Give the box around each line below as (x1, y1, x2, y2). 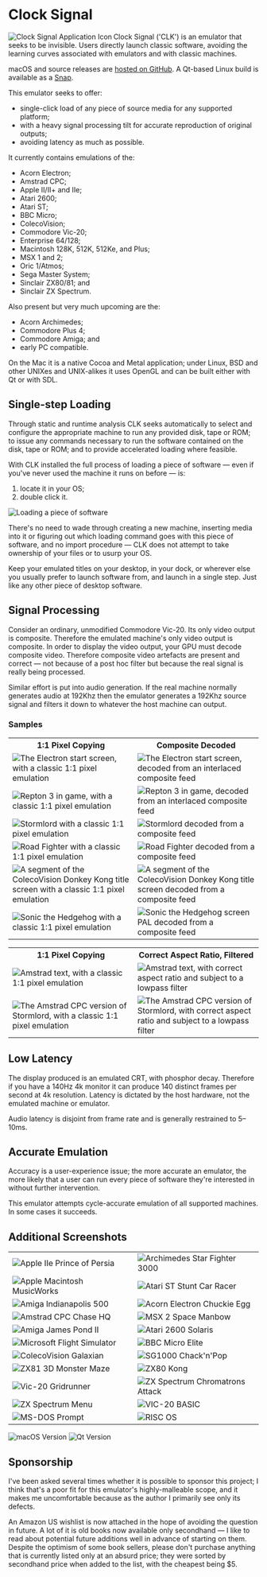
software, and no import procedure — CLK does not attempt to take (8, 539, 230, 550)
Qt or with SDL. (8, 375, 58, 384)
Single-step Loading (8, 398, 111, 411)
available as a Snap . (8, 72, 74, 82)
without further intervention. (8, 1183, 101, 1193)
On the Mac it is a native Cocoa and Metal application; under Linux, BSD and (8, 358, 258, 367)
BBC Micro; (19, 210, 57, 219)
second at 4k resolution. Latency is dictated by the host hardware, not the (8, 1090, 250, 1099)
